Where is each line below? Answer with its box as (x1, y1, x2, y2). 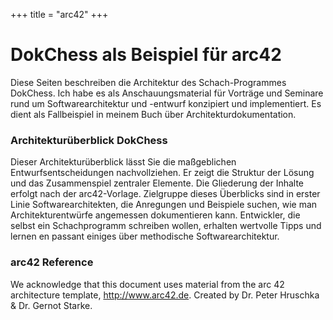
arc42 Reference (10, 255, 94, 269)
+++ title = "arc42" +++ (10, 9, 109, 20)
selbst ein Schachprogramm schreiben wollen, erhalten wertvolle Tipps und (10, 220, 322, 232)
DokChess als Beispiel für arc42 (10, 44, 282, 66)
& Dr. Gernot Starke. (10, 299, 93, 311)
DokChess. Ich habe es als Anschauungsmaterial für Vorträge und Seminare (10, 87, 324, 99)
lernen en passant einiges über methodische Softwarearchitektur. (10, 230, 280, 243)
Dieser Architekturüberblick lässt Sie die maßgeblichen (10, 156, 237, 168)
